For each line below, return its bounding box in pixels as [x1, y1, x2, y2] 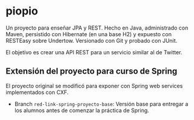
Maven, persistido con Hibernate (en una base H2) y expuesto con [5, 30, 172, 37]
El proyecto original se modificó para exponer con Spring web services [5, 82, 183, 89]
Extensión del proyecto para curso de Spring [5, 66, 178, 77]
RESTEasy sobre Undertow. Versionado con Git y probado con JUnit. [5, 37, 178, 44]
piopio [5, 4, 38, 18]
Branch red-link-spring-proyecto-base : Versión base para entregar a [14, 100, 189, 107]
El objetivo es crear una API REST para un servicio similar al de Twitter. [5, 48, 182, 55]
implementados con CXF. [5, 89, 69, 96]
